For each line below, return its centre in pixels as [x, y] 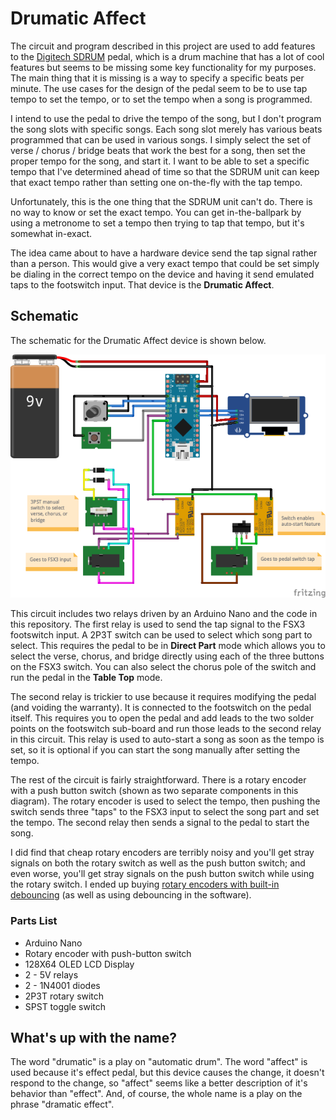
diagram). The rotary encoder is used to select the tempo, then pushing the [165, 801]
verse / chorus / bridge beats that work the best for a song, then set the [158, 150]
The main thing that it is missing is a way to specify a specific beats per [157, 78]
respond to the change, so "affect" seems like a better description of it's [159, 1083]
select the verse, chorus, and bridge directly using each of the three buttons [167, 656]
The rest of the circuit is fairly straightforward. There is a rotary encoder [158, 780]
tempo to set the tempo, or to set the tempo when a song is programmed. [161, 99]
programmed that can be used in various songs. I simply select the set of [161, 139]
